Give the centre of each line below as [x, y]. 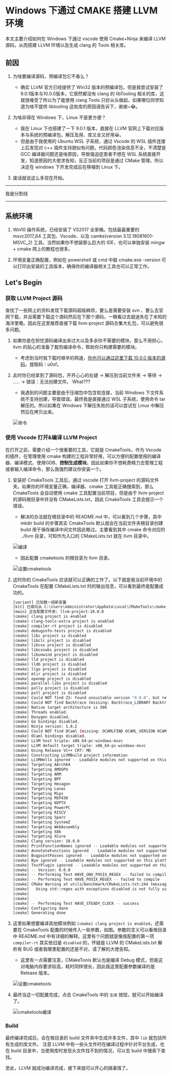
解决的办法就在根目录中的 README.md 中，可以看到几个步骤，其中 [91, 516]
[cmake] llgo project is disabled [49, 669]
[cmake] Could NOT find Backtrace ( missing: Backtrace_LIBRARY [82, 703]
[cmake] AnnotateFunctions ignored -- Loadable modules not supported [90, 851]
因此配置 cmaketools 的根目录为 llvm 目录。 [66, 558]
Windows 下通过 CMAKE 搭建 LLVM [81, 11]
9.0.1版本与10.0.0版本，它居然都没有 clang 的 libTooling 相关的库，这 [92, 94]
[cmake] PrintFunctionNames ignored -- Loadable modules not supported [91, 846]
